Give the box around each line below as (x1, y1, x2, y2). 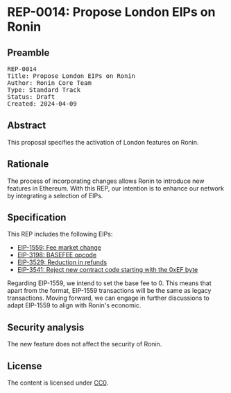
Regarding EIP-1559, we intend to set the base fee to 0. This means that (7, 279, 212, 287)
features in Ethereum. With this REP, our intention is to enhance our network (7, 184, 224, 192)
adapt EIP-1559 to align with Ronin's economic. (7, 301, 142, 310)
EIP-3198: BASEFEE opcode (17, 251, 97, 259)
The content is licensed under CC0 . (7, 378, 109, 387)
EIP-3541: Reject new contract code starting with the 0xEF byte (17, 266, 198, 274)
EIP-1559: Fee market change (17, 243, 102, 252)
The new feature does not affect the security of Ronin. (7, 340, 162, 348)
